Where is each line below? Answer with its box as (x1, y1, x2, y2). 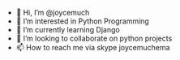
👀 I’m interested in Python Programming (15, 16, 150, 26)
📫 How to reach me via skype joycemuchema (15, 43, 170, 52)
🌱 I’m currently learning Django (15, 25, 120, 34)
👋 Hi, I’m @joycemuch (15, 8, 90, 17)
